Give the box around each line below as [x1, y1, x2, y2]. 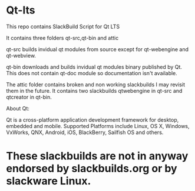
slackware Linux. [6, 175, 91, 188]
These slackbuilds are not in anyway [6, 149, 189, 163]
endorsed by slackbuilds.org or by [6, 162, 178, 175]
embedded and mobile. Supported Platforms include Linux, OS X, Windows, [6, 122, 190, 129]
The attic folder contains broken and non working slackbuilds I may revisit [6, 81, 186, 88]
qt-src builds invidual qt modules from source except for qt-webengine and [6, 45, 189, 53]
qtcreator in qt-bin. [6, 93, 52, 100]
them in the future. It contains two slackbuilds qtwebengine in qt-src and [6, 87, 183, 94]
